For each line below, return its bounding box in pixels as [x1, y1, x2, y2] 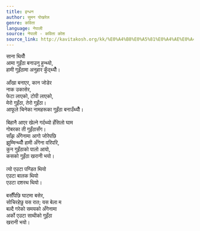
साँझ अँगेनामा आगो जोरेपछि [6, 132, 57, 139]
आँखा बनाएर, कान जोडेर [6, 79, 52, 86]
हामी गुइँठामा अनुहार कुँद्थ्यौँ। [6, 66, 61, 73]
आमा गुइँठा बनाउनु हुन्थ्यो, [6, 60, 54, 66]
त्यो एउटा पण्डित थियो [6, 166, 46, 173]
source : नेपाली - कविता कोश [6, 31, 65, 37]
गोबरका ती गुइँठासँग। [6, 126, 46, 133]
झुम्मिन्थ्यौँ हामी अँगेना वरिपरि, [6, 139, 60, 146]
